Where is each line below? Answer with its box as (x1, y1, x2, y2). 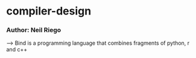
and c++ (6, 46, 28, 53)
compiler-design (6, 4, 92, 18)
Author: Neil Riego (6, 26, 62, 34)
